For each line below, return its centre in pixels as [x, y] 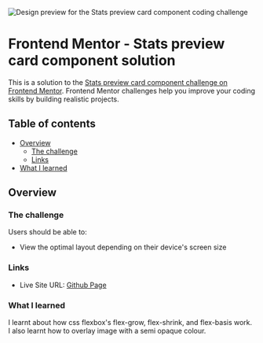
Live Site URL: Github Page [63, 285]
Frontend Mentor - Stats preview [117, 44]
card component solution [92, 61]
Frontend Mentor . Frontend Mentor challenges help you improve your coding [132, 90]
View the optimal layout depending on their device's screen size [123, 247]
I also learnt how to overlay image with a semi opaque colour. [107, 331]
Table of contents [52, 124]
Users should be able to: [48, 232]
